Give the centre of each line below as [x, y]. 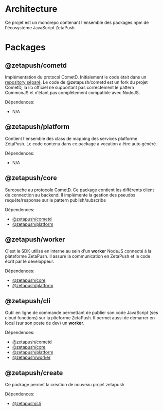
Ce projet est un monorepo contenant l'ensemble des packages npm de [77, 22]
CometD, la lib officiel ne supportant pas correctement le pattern [70, 87]
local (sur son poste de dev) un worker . [45, 323]
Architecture [31, 9]
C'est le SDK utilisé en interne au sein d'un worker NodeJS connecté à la [78, 251]
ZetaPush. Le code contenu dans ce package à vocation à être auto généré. [81, 144]
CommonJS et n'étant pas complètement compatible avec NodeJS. [72, 92]
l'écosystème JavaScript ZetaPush [40, 27]
